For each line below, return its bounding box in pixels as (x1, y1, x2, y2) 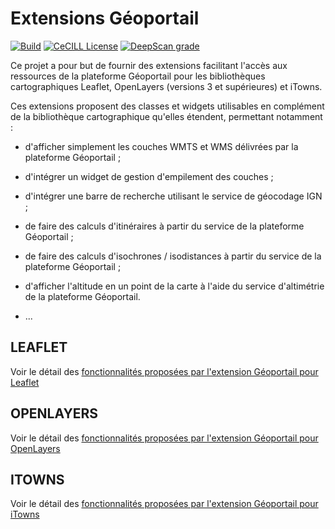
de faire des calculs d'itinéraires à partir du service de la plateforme (24, 220, 305, 232)
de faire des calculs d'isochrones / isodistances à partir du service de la (24, 250, 322, 262)
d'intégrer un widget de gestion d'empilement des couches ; (24, 170, 274, 182)
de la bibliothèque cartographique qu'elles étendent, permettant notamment (10, 110, 323, 122)
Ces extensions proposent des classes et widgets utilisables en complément (10, 100, 325, 112)
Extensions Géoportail (10, 7, 200, 30)
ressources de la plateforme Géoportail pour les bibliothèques (10, 70, 266, 82)
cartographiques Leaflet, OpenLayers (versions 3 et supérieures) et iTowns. (10, 80, 323, 92)
